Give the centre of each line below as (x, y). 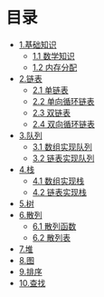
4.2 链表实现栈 (59, 192)
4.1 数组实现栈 (58, 181)
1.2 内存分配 (55, 67)
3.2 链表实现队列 (63, 158)
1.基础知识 (38, 45)
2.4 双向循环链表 (64, 124)
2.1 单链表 (50, 90)
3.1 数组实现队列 (62, 146)
